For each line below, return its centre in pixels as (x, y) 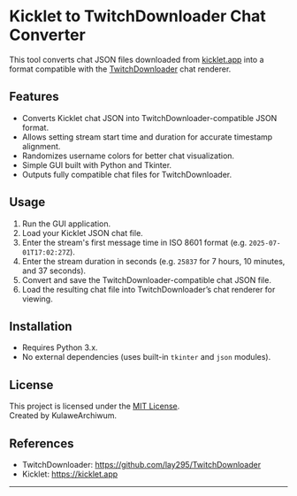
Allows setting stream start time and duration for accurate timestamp (147, 137)
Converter (47, 35)
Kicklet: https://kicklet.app (70, 474)
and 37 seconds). (54, 271)
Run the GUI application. (66, 224)
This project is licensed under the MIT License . (95, 406)
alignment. (41, 146)
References (42, 443)
